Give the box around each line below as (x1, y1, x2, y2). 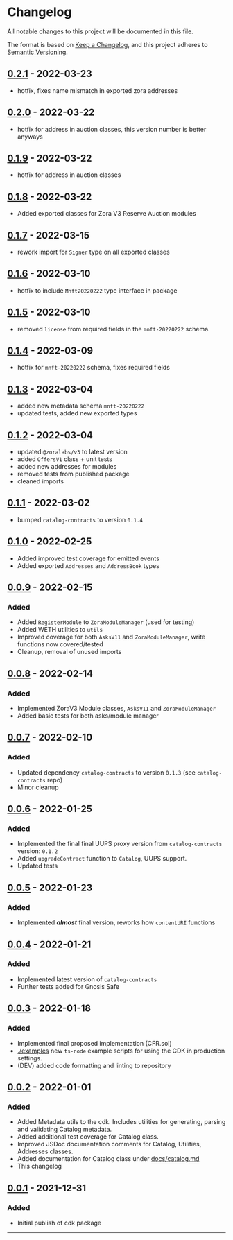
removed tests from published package (17, 470, 130, 479)
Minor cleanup (17, 783, 59, 791)
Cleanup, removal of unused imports (17, 648, 122, 656)
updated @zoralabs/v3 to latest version (17, 448, 128, 456)
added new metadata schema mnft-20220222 (17, 402, 144, 410)
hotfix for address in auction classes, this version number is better (17, 125, 207, 133)
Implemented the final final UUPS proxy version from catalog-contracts (17, 840, 223, 848)
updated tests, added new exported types (17, 409, 137, 417)
